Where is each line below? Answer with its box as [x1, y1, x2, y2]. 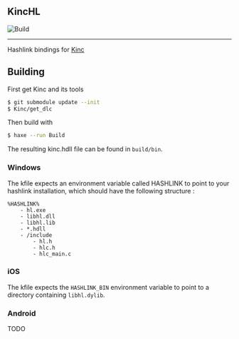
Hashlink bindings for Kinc [7, 45, 85, 54]
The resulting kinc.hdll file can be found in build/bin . [7, 145, 163, 153]
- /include [20, 231, 53, 238]
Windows [7, 163, 41, 173]
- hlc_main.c [33, 250, 72, 258]
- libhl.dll [20, 213, 55, 220]
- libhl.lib [20, 219, 55, 226]
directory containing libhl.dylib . [7, 290, 105, 299]
